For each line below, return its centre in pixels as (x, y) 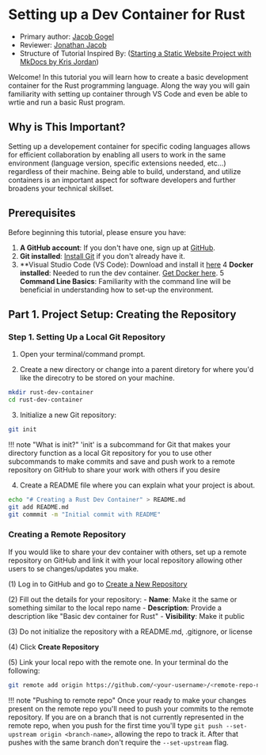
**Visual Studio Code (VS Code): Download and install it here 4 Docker (137, 264)
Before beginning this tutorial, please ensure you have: (97, 232)
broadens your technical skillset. (61, 188)
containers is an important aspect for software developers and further (122, 180)
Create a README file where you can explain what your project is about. (137, 485)
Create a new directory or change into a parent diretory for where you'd (137, 370)
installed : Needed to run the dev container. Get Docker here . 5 (122, 273)
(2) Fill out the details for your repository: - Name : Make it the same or (123, 599)
